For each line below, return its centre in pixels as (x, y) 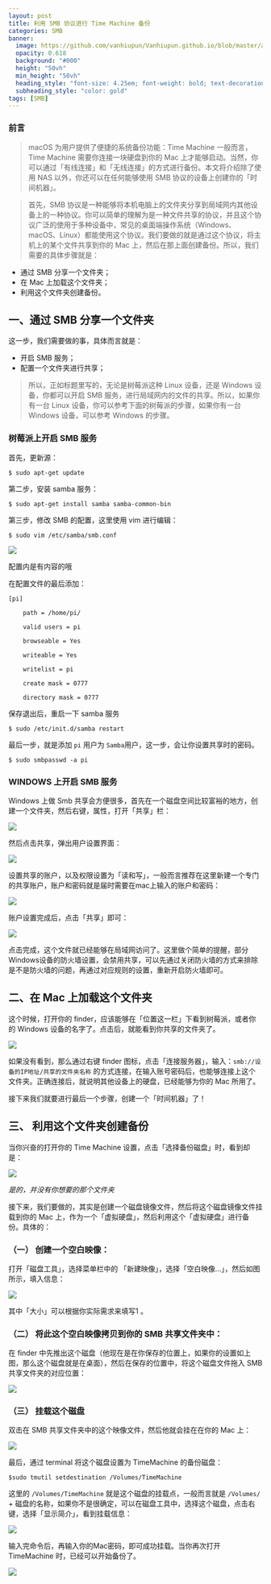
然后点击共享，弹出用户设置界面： (65, 842)
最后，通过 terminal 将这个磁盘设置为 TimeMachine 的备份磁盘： (116, 1462)
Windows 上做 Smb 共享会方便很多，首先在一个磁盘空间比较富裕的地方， (130, 800)
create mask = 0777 (56, 683)
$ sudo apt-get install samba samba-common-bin (90, 504)
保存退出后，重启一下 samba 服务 (64, 713)
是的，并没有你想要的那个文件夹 (61, 1189)
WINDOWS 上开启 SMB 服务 (63, 781)
